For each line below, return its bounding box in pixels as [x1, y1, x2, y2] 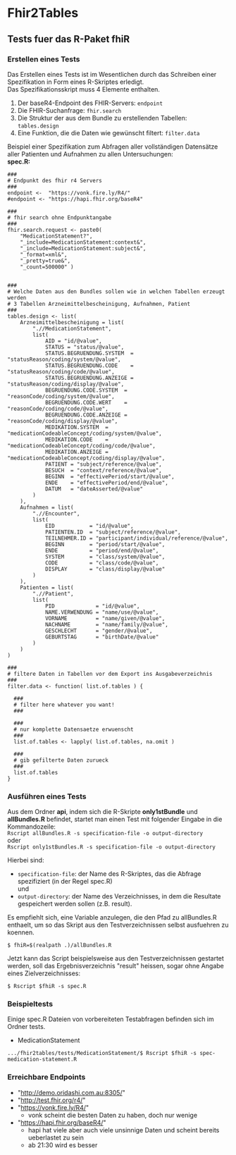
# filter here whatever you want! [13, 701, 115, 708]
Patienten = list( [20, 583, 74, 591]
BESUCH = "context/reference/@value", [44, 467, 162, 474]
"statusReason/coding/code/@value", [7, 368, 115, 375]
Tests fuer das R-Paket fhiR [7, 33, 130, 45]
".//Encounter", [32, 509, 80, 517]
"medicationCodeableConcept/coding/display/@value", [7, 455, 166, 462]
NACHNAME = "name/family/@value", [44, 621, 169, 628]
